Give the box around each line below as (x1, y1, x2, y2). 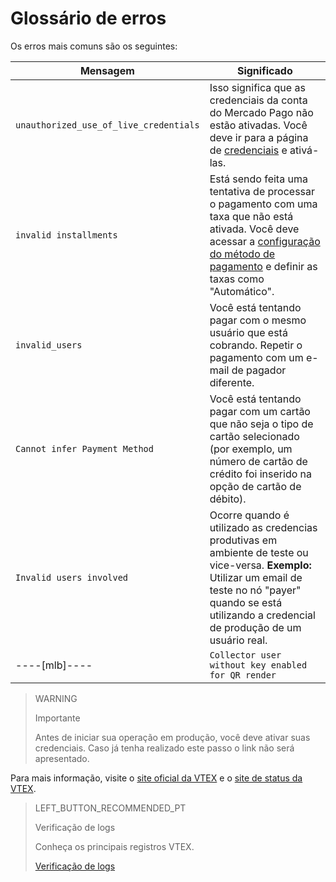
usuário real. (209, 633, 268, 647)
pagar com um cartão (209, 404, 311, 418)
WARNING (34, 692, 78, 704)
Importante (34, 712, 81, 724)
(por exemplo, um (209, 442, 293, 456)
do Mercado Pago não (209, 105, 314, 119)
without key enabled (209, 659, 308, 671)
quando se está (209, 595, 283, 609)
